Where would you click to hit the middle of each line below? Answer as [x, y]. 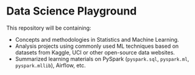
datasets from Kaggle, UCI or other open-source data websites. [95, 52]
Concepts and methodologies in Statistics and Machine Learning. [97, 39]
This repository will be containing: [49, 28]
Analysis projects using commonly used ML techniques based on [97, 46]
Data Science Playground [72, 11]
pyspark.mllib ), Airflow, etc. [51, 65]
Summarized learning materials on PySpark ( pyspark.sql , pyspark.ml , [102, 59]
